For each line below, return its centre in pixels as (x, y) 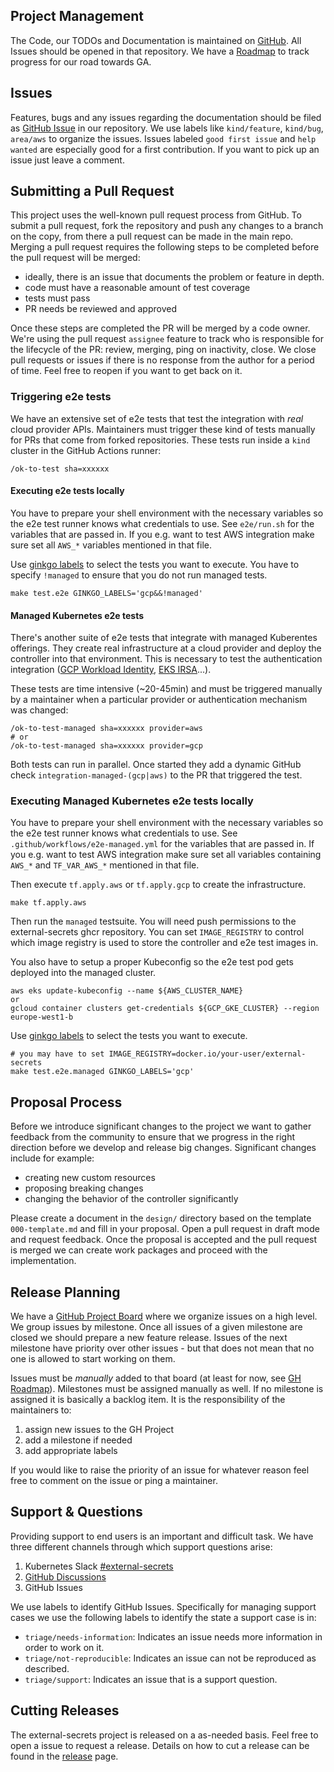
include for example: (52, 1158)
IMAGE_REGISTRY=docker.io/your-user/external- (207, 1054)
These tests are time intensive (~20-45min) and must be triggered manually (166, 689)
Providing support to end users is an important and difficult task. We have (162, 1536)
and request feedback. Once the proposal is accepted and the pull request (164, 1240)
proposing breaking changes (84, 1188)
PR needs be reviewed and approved (100, 309)
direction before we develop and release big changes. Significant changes (163, 1148)
